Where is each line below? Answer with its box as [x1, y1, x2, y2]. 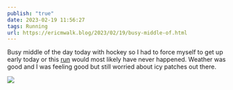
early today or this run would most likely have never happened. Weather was [7, 56, 227, 64]
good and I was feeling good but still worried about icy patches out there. [7, 63, 217, 71]
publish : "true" [7, 10, 54, 17]
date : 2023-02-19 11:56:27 [7, 16, 85, 23]
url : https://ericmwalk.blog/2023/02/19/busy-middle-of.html [7, 29, 188, 36]
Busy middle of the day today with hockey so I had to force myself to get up [7, 48, 223, 56]
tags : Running [7, 23, 49, 30]
